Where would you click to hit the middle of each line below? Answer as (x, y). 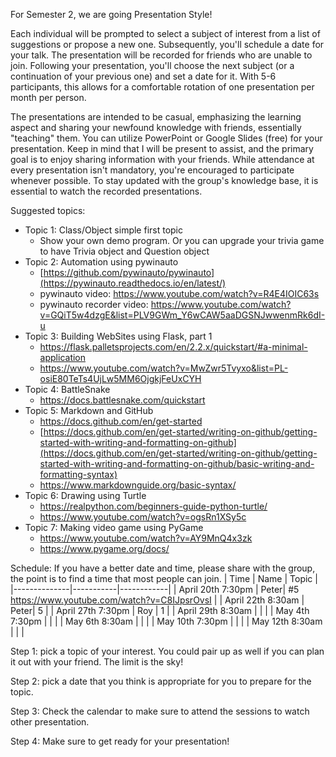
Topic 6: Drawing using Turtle (85, 495)
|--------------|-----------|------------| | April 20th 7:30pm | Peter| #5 (155, 589)
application (63, 357)
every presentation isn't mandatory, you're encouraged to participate (152, 170)
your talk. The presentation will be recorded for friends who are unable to (161, 55)
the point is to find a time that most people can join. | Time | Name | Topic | (164, 578)
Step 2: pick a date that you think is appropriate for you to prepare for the (161, 681)
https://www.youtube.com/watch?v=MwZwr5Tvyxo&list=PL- (164, 368)
